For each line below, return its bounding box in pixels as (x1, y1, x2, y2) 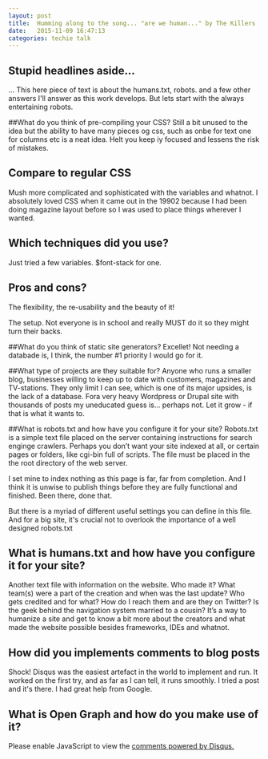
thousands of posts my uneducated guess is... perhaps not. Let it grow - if (8, 400, 253, 410)
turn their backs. (8, 326, 62, 336)
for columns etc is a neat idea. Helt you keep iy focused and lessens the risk (8, 135, 260, 144)
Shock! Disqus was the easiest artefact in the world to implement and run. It (8, 667, 258, 677)
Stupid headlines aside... (8, 63, 136, 77)
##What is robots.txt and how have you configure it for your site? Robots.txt (8, 424, 258, 434)
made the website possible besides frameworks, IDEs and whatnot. (8, 623, 230, 632)
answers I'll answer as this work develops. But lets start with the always (8, 94, 245, 103)
